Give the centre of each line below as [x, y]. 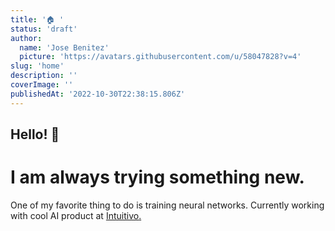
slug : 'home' [37, 66]
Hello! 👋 [35, 134]
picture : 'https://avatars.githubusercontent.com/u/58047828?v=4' [160, 57]
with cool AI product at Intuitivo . [76, 215]
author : [26, 38]
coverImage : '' [42, 85]
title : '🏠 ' [37, 19]
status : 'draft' [44, 29]
